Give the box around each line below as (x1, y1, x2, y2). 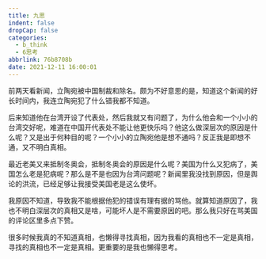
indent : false (8, 19, 55, 27)
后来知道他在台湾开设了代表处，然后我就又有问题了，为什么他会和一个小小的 (8, 112, 258, 122)
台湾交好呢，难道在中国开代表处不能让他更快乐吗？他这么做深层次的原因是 (8, 122, 251, 131)
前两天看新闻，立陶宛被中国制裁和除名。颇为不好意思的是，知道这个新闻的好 (8, 86, 258, 95)
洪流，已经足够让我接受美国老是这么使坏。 (21, 179, 161, 189)
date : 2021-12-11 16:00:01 (8, 63, 97, 71)
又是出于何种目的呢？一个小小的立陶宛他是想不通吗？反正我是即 (28, 132, 237, 142)
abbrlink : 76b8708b (8, 56, 73, 64)
